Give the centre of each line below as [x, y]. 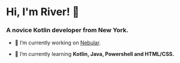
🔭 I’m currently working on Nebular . [58, 43]
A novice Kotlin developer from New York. [67, 30]
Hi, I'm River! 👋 [43, 12]
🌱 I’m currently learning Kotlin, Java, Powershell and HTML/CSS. [94, 54]
